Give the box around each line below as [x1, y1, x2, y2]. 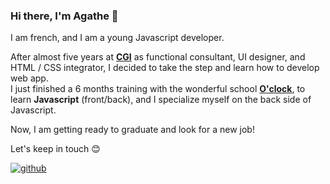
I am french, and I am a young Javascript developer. [10, 32, 225, 44]
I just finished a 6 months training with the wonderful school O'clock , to [10, 83, 306, 95]
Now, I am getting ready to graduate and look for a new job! [10, 124, 255, 136]
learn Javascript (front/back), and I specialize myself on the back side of [10, 94, 312, 106]
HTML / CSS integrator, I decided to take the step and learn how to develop [10, 62, 320, 74]
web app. [10, 72, 49, 84]
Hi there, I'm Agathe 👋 [10, 9, 119, 23]
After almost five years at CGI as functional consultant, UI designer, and [10, 51, 306, 63]
